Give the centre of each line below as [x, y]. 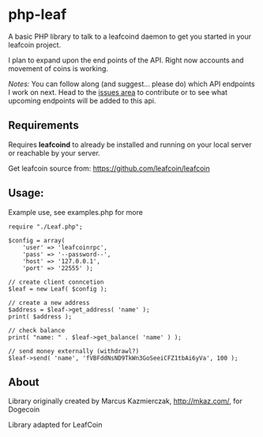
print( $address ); [40, 316]
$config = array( [37, 240]
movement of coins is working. [58, 68]
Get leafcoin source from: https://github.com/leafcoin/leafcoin [109, 168]
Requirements [43, 125]
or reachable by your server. [54, 153]
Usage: [26, 193]
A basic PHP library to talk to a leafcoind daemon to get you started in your [130, 36]
